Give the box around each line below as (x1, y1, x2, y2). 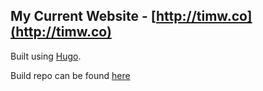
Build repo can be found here (10, 69, 131, 81)
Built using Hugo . (10, 50, 82, 62)
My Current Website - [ (10, 8, 157, 25)
